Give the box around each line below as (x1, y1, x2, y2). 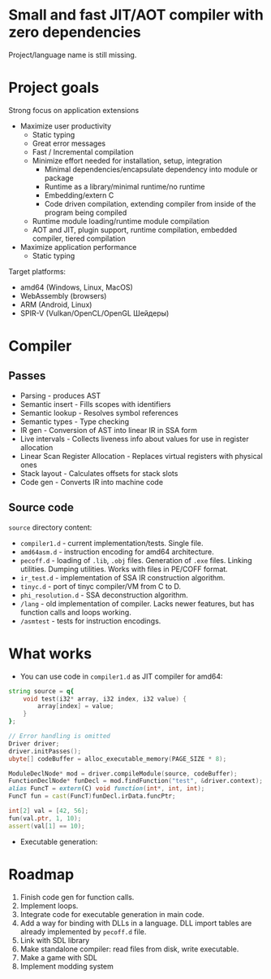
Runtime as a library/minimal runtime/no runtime (44, 181, 205, 191)
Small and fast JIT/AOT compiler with (8, 6, 264, 24)
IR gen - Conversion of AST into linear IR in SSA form (19, 425, 197, 435)
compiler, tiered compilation (32, 234, 126, 243)
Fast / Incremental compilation (32, 146, 134, 156)
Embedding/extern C (44, 190, 114, 200)
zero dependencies (8, 23, 141, 42)
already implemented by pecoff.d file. (19, 926, 147, 937)
